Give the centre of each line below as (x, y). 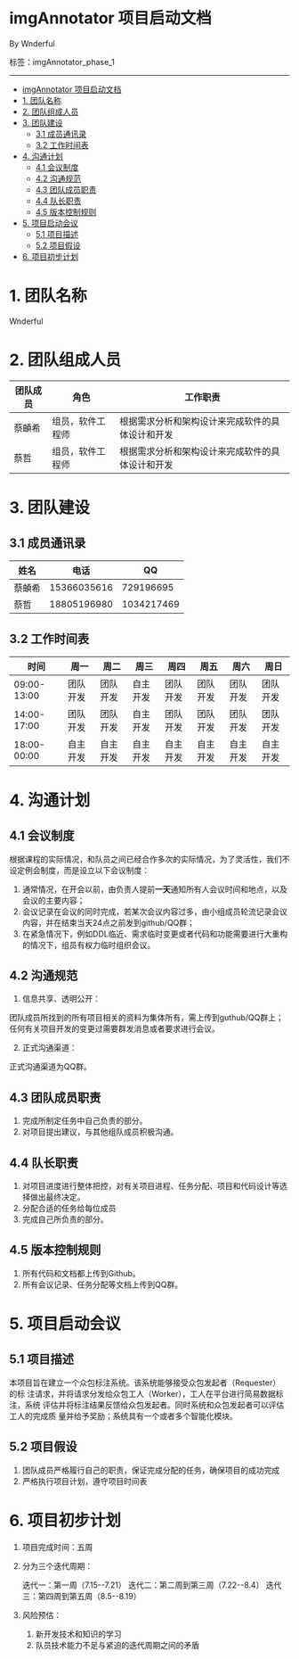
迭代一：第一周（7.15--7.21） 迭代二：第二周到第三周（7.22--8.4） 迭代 (152, 1585)
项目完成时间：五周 (57, 1547)
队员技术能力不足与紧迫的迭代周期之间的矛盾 (117, 1645)
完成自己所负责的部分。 (65, 1219)
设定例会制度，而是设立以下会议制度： (79, 870)
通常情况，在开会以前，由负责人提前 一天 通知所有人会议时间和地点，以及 (154, 889)
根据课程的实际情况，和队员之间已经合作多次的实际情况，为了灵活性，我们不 (149, 859)
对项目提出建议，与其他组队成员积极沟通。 (100, 1132)
